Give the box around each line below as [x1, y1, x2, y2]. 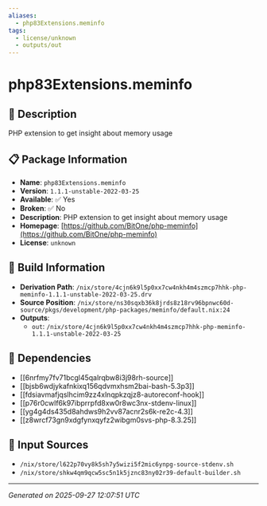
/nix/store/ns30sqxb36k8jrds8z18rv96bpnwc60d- [76, 299, 234, 307]
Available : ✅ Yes [19, 194, 75, 204]
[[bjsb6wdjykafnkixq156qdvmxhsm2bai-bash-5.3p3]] [19, 381, 195, 390]
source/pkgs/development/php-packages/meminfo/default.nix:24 [19, 306, 230, 314]
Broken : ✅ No [19, 203, 66, 213]
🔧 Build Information [8, 261, 106, 275]
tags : [8, 26, 26, 34]
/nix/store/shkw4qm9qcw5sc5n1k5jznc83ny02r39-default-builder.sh [19, 469, 241, 477]
